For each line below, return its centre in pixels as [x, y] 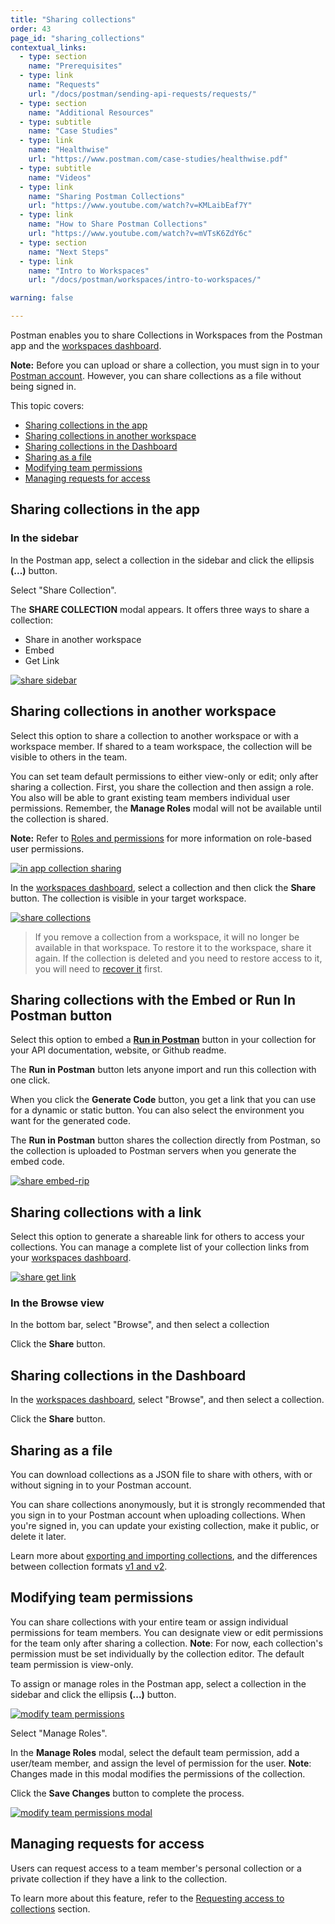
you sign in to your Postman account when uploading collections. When [158, 1515]
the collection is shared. [59, 818]
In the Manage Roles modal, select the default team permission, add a [155, 1752]
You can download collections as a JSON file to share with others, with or [161, 1475]
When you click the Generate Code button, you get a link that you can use [163, 1100]
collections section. [50, 1908]
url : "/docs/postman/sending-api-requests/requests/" [142, 94]
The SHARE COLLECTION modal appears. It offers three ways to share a [160, 609]
